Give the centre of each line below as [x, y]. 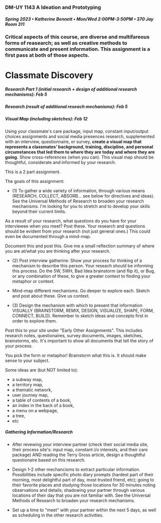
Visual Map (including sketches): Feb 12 [46, 119]
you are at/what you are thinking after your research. [58, 251]
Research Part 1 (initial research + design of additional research [71, 89]
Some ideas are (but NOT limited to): [42, 370]
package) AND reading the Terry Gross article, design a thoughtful [79, 455]
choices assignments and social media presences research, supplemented [80, 136]
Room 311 [15, 24]
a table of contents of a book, [42, 400]
